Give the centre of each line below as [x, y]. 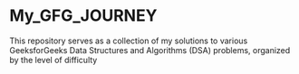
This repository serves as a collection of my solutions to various [129, 41]
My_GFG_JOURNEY [83, 16]
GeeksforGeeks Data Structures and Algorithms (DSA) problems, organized [150, 50]
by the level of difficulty [53, 60]
